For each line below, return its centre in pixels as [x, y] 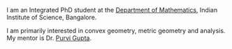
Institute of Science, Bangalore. [52, 17]
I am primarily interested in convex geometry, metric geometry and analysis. [116, 31]
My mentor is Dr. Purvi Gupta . [49, 38]
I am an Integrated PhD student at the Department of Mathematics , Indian [112, 10]
